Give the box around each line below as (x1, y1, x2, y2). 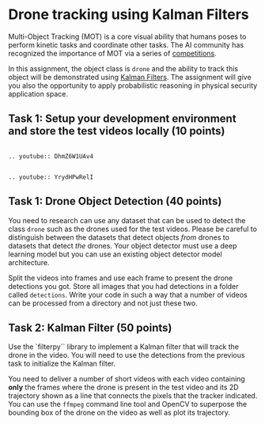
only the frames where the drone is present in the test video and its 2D (8, 382, 239, 393)
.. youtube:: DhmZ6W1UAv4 (8, 152, 93, 160)
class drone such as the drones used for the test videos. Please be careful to (8, 224, 257, 233)
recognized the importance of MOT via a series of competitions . (8, 48, 218, 58)
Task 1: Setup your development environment (8, 112, 237, 126)
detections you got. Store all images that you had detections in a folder (8, 281, 239, 290)
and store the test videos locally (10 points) (8, 124, 225, 138)
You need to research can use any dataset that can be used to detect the (8, 215, 246, 225)
